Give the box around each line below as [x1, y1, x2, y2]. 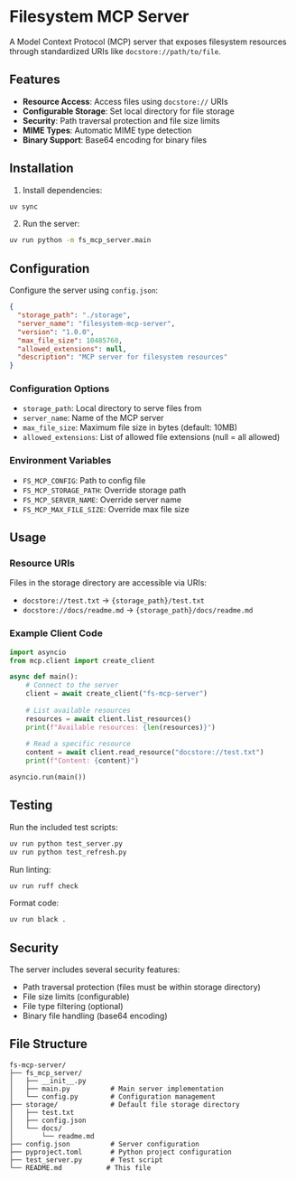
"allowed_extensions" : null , [17, 344, 127, 353]
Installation [9, 161, 74, 176]
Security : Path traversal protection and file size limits [22, 115, 220, 126]
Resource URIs [9, 557, 75, 570]
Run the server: [22, 219, 80, 229]
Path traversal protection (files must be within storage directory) [22, 982, 262, 993]
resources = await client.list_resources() [25, 714, 192, 724]
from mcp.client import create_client [9, 656, 155, 665]
